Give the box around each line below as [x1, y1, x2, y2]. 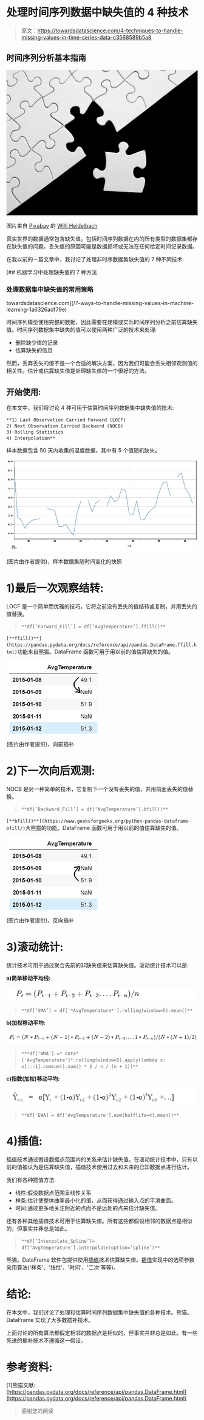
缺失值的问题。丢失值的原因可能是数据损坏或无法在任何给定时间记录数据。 [11, 243, 198, 250]
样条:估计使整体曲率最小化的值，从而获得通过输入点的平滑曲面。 [15, 1197, 177, 1204]
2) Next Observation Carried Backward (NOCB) [6, 423, 123, 429]
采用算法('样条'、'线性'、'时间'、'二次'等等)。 [6, 1264, 119, 1271]
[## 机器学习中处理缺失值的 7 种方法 [6, 269, 97, 276]
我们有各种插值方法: [6, 1176, 56, 1183]
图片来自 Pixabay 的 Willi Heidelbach [6, 222, 98, 230]
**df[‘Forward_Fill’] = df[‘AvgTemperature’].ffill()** [21, 624, 166, 630]
